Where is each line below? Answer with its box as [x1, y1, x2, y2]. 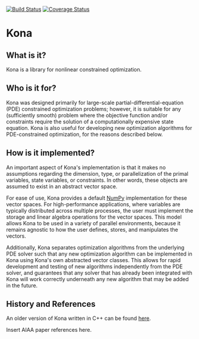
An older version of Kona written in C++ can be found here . [6, 315, 151, 322]
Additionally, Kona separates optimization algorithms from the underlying [6, 244, 185, 251]
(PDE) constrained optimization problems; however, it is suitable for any [6, 105, 181, 113]
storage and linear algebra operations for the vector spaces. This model [6, 213, 182, 220]
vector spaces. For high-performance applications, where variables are [6, 200, 181, 208]
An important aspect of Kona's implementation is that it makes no [6, 164, 166, 171]
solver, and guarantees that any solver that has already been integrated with [6, 269, 192, 276]
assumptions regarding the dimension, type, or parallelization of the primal [6, 170, 189, 177]
